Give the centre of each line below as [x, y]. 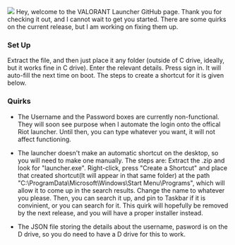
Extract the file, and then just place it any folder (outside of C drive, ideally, [116, 61]
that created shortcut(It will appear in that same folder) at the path [114, 175]
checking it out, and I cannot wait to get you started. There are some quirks [117, 19]
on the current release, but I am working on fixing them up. [93, 27]
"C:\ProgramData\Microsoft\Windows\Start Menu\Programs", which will [121, 183]
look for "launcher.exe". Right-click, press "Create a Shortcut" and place [122, 168]
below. [17, 83]
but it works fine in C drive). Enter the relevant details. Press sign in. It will [114, 68]
